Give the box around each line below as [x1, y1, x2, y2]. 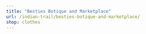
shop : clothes [6, 19, 41, 25]
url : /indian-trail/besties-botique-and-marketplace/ [6, 14, 141, 20]
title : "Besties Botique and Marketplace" [6, 8, 111, 14]
